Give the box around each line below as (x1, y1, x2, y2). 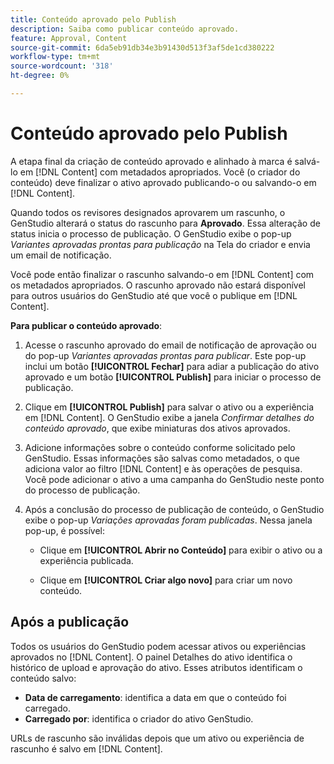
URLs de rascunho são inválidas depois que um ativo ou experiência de (10, 732, 305, 744)
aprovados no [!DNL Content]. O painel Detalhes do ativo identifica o (10, 651, 293, 663)
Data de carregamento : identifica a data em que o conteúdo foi (24, 691, 287, 703)
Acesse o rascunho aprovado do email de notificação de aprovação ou (24, 339, 317, 351)
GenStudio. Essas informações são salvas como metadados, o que (24, 452, 300, 464)
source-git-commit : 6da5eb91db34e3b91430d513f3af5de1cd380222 (10, 42, 275, 53)
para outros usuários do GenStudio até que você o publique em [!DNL (10, 289, 298, 301)
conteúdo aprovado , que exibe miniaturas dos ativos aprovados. (24, 422, 291, 434)
